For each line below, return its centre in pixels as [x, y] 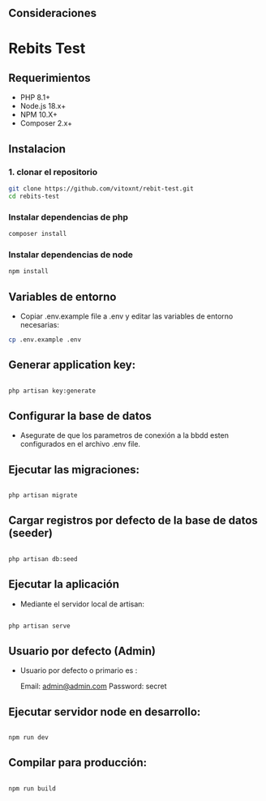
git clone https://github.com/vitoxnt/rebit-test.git [101, 189]
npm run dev [28, 738]
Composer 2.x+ [46, 123]
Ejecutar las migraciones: [74, 469]
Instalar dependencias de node [71, 255]
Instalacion [37, 149]
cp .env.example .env [45, 340]
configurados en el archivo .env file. [80, 444]
